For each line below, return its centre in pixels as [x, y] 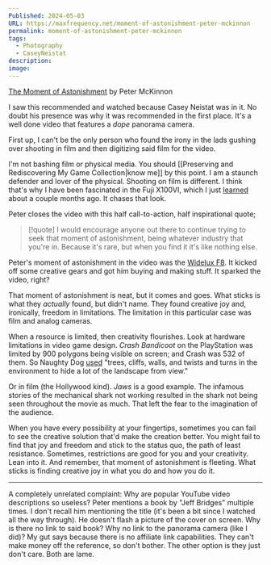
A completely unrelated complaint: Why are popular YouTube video [119, 494]
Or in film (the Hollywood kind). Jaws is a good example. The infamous [126, 386]
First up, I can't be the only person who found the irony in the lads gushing [132, 140]
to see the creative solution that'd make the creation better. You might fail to [134, 436]
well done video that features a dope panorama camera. [102, 124]
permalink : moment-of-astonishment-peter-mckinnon [95, 31]
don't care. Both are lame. [52, 554]
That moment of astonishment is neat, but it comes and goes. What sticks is [134, 295]
